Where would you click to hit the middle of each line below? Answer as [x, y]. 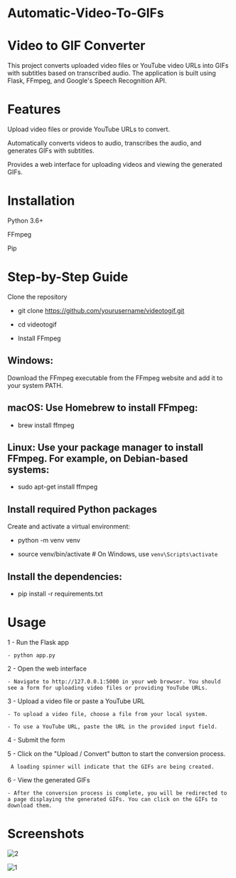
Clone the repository [37, 297]
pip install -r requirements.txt [60, 594]
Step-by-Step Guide [68, 277]
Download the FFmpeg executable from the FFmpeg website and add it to [115, 378]
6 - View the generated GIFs [49, 780]
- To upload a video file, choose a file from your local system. [108, 714]
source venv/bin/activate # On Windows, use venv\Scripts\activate [118, 554]
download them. [30, 805]
